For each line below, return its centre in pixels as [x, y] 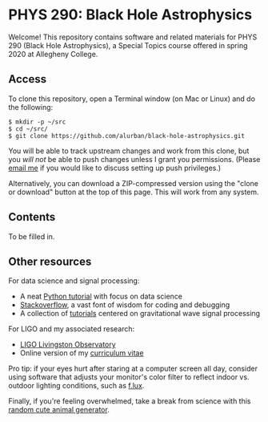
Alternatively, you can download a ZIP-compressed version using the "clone [133, 183]
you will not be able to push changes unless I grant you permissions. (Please [134, 159]
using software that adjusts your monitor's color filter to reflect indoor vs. [129, 377]
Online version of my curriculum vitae [82, 353]
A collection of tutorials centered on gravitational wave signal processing [140, 314]
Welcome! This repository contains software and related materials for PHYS [133, 37]
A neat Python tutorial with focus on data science [101, 296]
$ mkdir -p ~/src [37, 122]
